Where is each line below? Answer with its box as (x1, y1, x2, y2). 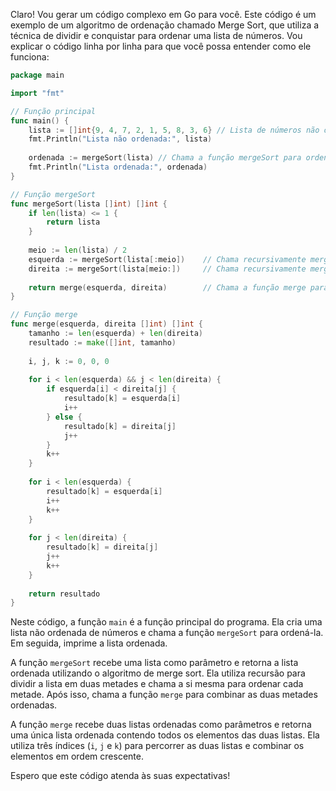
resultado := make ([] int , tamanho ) (28, 337, 177, 348)
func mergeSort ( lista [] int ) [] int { (10, 199, 168, 209)
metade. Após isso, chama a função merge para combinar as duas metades (10, 689, 318, 701)
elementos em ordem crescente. (10, 750, 144, 763)
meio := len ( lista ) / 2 (28, 245, 128, 255)
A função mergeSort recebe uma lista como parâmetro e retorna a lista (10, 657, 299, 669)
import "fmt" (10, 88, 65, 98)
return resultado (28, 589, 101, 599)
